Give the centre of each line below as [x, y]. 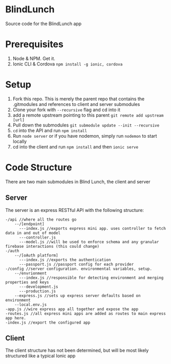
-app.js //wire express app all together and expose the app [72, 309]
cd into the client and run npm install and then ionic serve [76, 146]
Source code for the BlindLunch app [44, 24]
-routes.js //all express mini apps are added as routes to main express [86, 313]
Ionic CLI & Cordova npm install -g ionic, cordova [68, 64]
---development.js [38, 287]
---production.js [37, 291]
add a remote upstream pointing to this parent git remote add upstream [88, 115]
